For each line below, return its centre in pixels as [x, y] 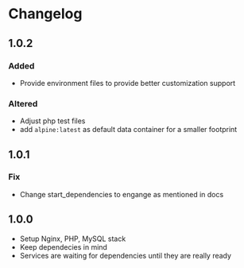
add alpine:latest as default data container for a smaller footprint [128, 130]
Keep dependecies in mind [63, 247]
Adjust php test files [52, 121]
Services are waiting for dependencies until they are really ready [126, 255]
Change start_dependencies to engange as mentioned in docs [122, 194]
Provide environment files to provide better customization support [128, 83]
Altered [23, 103]
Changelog [45, 14]
